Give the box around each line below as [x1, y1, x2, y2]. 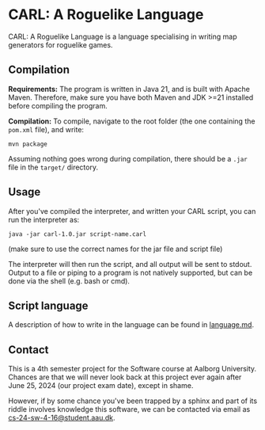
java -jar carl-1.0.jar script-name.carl [8, 230, 147, 238]
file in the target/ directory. [8, 162, 99, 172]
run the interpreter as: [8, 215, 80, 224]
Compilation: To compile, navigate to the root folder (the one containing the [8, 116, 256, 126]
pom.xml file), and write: [8, 124, 85, 134]
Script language [8, 299, 89, 312]
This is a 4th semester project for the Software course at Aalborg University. [8, 364, 257, 374]
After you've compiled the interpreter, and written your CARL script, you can [8, 206, 256, 215]
